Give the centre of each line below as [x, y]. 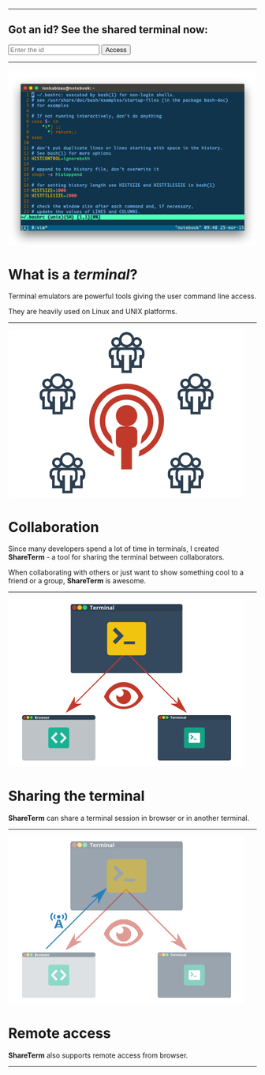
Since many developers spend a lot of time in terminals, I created [114, 549]
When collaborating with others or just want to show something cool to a [126, 572]
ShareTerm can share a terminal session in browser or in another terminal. [129, 818]
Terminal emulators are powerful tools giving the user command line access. [132, 296]
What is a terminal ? [73, 274]
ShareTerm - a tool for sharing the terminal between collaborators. [116, 557]
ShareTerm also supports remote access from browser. [98, 1055]
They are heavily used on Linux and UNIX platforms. [93, 312]
